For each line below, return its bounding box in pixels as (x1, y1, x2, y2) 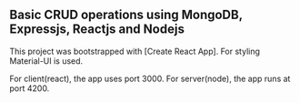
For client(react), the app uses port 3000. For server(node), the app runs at (9, 73, 291, 84)
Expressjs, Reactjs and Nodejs (9, 22, 185, 37)
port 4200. (9, 82, 50, 94)
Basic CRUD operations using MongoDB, (9, 7, 243, 23)
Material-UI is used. (9, 55, 84, 67)
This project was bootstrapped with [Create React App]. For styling (9, 46, 261, 57)
